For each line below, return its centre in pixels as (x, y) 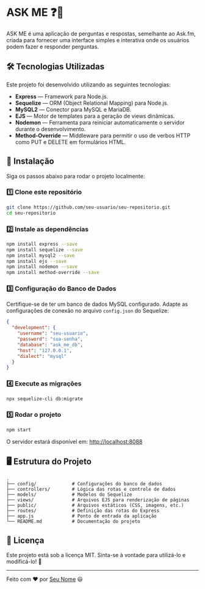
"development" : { (34, 328)
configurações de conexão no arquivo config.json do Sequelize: (88, 311)
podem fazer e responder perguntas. (53, 47)
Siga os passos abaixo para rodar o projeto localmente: (76, 176)
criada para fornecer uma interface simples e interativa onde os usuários (98, 40)
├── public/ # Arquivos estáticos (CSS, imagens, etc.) (95, 506)
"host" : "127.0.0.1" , (45, 351)
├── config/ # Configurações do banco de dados (85, 484)
